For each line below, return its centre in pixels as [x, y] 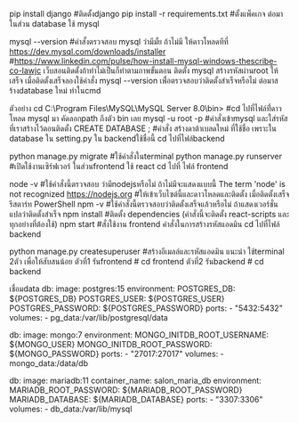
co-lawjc [25, 70]
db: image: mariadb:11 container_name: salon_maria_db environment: [136, 380]
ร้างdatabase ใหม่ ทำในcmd [55, 90]
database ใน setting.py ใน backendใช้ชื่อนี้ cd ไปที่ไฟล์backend [117, 138]
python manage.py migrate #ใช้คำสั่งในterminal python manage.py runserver [146, 156]
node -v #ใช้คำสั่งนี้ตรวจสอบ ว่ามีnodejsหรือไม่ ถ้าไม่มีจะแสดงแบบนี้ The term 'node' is [148, 184]
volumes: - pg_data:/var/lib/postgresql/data [89, 317]
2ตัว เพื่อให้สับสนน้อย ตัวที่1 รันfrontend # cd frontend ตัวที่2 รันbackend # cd [137, 261]
